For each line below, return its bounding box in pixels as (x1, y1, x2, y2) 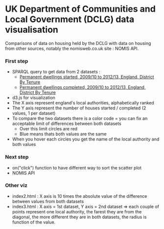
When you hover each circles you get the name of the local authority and (12, 136, 160, 142)
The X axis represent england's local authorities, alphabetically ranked (12, 100, 154, 106)
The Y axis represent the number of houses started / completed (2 (12, 105, 146, 111)
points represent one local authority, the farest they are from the (12, 208, 142, 214)
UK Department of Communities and (5, 3, 156, 15)
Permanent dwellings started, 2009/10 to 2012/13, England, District (19, 74, 154, 80)
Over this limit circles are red (19, 126, 77, 132)
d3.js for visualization (12, 95, 55, 101)
